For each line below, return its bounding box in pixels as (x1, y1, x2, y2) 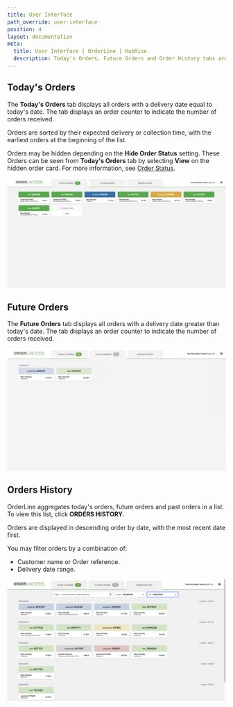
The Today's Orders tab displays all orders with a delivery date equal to (7, 100, 213, 108)
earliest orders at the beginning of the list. (7, 135, 127, 144)
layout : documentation (7, 33, 73, 40)
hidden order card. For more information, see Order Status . (7, 164, 175, 172)
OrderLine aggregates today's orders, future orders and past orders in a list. (7, 502, 224, 511)
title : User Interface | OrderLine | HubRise (13, 48, 148, 55)
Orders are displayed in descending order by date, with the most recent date (7, 523, 226, 531)
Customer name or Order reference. (17, 557, 120, 565)
